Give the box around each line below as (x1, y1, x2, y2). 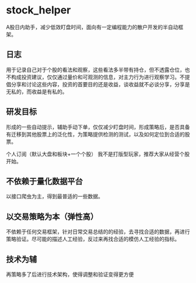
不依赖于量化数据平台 (6, 176, 83, 186)
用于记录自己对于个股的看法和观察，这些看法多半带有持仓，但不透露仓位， (6, 66, 185, 73)
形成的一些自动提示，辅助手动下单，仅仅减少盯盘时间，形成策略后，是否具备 (6, 123, 190, 130)
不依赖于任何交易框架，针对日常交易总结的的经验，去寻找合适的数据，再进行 (6, 228, 190, 235)
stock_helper (6, 4, 71, 17)
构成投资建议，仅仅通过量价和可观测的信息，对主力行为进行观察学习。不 (10, 74, 185, 81)
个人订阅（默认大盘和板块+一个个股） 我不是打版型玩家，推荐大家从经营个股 (6, 150, 190, 158)
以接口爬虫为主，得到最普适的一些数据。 (6, 193, 103, 200)
